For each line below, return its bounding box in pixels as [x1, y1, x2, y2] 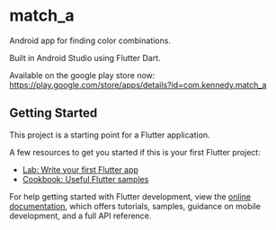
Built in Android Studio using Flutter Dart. [9, 52, 161, 63]
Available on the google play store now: [9, 69, 156, 81]
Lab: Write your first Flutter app [22, 164, 139, 175]
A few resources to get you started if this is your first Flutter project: [9, 146, 261, 157]
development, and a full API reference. [9, 210, 152, 221]
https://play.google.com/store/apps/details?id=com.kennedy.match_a [9, 79, 267, 90]
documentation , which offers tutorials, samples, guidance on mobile [9, 200, 261, 211]
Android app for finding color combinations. [9, 35, 171, 46]
